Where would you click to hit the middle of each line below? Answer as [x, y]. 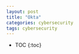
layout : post [22, 12]
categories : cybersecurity [40, 23]
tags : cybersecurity [32, 28]
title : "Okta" [24, 17]
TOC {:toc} [28, 45]
